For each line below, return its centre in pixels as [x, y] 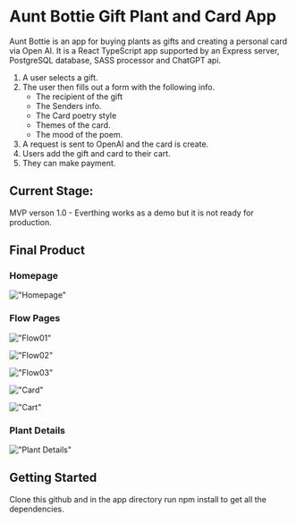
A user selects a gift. [60, 77]
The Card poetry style [76, 115]
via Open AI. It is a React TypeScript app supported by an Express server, [144, 50]
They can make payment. [69, 163]
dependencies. [37, 509]
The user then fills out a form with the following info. [118, 87]
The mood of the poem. [79, 134]
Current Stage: [51, 191]
